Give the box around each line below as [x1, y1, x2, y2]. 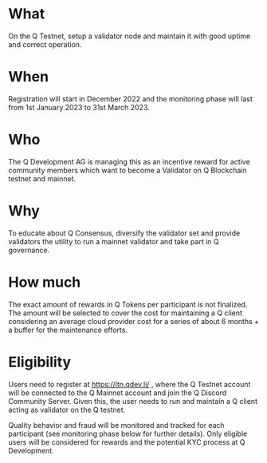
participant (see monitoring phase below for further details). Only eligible [8, 429, 248, 438]
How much [8, 273, 81, 291]
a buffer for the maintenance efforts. [8, 325, 128, 334]
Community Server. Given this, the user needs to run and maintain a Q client [8, 396, 257, 406]
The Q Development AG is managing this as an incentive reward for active [8, 156, 251, 166]
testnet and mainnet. [8, 173, 77, 184]
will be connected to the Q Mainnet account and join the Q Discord [8, 388, 227, 398]
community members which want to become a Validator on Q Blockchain [8, 165, 247, 175]
